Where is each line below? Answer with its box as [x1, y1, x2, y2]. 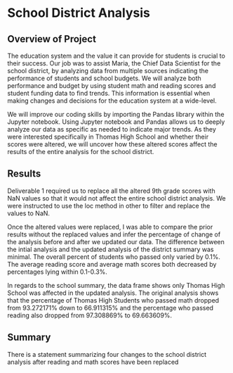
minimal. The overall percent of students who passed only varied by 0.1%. [7, 252, 221, 261]
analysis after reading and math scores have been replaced [7, 358, 179, 366]
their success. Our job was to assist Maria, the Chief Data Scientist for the [7, 59, 221, 68]
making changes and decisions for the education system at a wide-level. [7, 96, 218, 105]
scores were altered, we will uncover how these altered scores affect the [7, 140, 218, 148]
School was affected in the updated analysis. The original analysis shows [7, 289, 219, 297]
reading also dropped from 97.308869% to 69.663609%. [7, 311, 173, 320]
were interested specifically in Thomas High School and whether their [7, 132, 209, 141]
